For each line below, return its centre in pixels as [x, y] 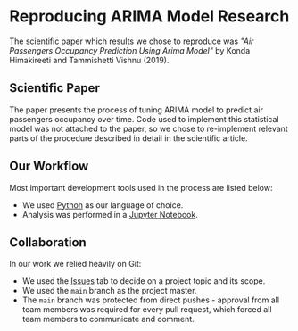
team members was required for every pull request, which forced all [147, 310]
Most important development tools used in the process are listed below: [141, 187]
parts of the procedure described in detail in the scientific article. [128, 138]
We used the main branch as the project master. [109, 291]
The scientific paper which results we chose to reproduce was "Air [132, 41]
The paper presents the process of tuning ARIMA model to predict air [136, 110]
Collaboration [48, 242]
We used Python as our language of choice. [103, 205]
